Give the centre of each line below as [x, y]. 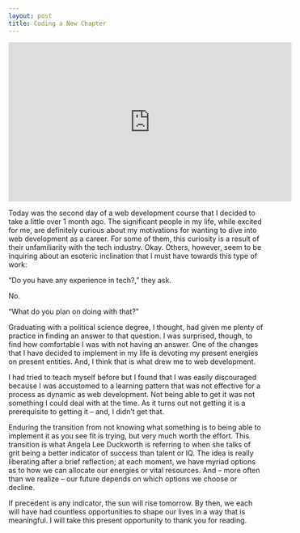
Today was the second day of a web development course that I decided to [132, 213]
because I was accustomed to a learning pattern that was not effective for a [135, 386]
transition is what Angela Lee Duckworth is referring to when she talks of [130, 444]
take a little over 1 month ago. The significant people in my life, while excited [135, 221]
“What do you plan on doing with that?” [74, 311]
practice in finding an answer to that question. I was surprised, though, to [131, 336]
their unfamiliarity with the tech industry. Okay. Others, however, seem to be [135, 247]
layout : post [30, 16]
